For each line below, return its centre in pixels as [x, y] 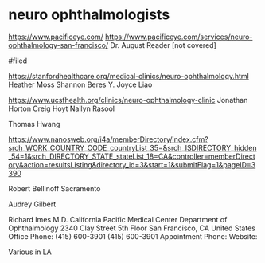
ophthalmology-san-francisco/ [58, 45]
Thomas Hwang [34, 124]
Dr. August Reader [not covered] [163, 45]
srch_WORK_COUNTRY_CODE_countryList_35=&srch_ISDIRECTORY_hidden [132, 147]
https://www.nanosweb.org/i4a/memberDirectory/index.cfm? [108, 139]
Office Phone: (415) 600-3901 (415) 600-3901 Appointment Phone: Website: [133, 236]
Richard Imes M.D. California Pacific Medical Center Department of [118, 219]
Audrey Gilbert [32, 204]
